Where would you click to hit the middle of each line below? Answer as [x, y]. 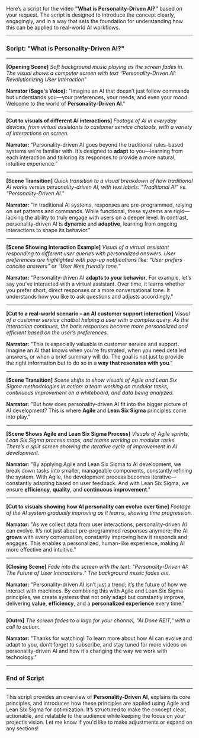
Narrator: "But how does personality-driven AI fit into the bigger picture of [97, 404]
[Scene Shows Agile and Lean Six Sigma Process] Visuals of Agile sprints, [98, 434]
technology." [22, 657]
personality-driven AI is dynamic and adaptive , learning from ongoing [92, 224]
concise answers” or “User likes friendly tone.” [63, 266]
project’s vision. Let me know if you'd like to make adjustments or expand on [99, 722]
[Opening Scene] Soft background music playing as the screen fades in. [95, 67]
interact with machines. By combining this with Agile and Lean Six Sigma [95, 591]
